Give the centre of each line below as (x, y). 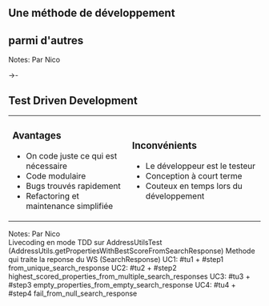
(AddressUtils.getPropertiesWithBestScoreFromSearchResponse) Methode (132, 251)
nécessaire (47, 166)
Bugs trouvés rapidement (74, 186)
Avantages (37, 136)
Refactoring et (53, 195)
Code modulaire (56, 175)
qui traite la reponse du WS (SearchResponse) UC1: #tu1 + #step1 (116, 259)
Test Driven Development (73, 101)
